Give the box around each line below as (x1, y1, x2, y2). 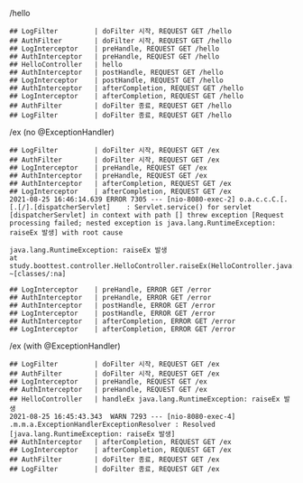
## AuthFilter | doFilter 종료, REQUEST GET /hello (9, 101, 233, 110)
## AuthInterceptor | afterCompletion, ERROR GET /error (9, 317, 236, 326)
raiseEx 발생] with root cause (9, 228, 124, 237)
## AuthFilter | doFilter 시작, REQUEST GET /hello (9, 36, 233, 45)
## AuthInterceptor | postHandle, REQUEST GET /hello (9, 68, 224, 77)
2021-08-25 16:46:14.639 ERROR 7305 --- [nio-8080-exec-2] (9, 195, 236, 204)
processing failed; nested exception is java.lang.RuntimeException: (9, 218, 277, 228)
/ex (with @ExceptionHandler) (9, 340, 121, 351)
